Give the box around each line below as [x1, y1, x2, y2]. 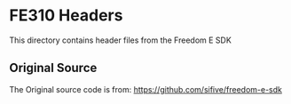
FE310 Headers [9, 5, 123, 26]
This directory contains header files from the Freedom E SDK [9, 35, 232, 45]
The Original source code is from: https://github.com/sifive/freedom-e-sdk [9, 84, 282, 94]
